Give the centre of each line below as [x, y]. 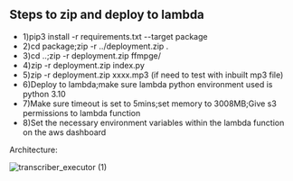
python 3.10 [44, 94]
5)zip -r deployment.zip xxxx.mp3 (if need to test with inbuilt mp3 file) [153, 75]
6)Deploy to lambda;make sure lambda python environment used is [147, 84]
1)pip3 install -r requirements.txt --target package [115, 36]
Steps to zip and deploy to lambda [107, 15]
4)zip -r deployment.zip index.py [83, 65]
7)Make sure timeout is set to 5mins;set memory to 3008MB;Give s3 [150, 104]
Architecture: [34, 149]
